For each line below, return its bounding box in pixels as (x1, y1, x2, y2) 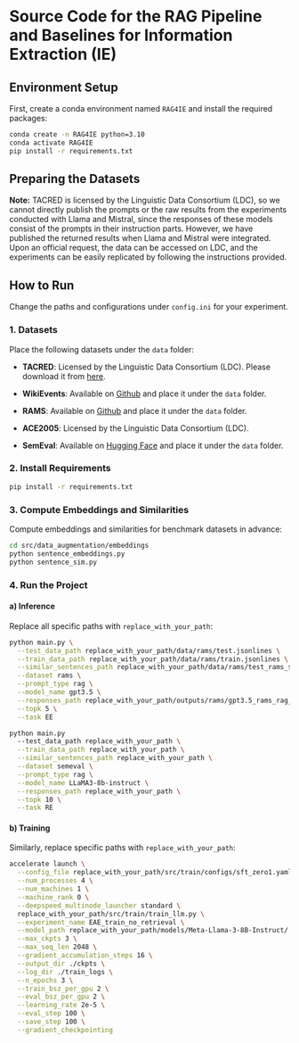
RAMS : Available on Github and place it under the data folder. (21, 405, 247, 416)
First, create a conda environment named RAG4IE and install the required (9, 103, 273, 113)
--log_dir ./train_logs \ (17, 967, 114, 976)
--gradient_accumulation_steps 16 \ (17, 951, 153, 960)
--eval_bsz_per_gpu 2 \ (17, 992, 105, 1001)
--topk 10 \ (17, 795, 62, 804)
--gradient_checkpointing (17, 1025, 114, 1034)
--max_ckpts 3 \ (17, 934, 77, 943)
